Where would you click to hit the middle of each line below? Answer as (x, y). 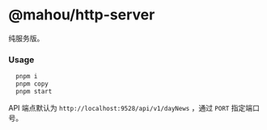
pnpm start (34, 91)
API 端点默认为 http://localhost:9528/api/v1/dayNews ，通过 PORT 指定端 (131, 107)
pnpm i (27, 77)
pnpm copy (32, 84)
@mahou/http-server (82, 15)
